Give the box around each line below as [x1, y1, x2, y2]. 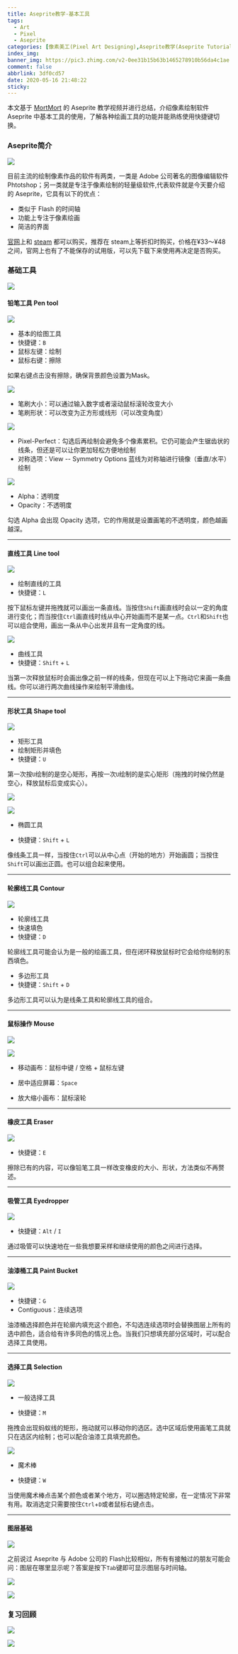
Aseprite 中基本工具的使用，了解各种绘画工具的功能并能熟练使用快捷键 [7, 112, 214, 121]
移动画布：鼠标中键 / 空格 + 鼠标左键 [17, 1063, 125, 1071]
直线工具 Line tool [7, 548, 60, 558]
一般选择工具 [17, 1393, 55, 1402]
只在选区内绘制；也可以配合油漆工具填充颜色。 [7, 1432, 144, 1441]
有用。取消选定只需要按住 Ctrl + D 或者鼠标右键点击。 [7, 1500, 158, 1508]
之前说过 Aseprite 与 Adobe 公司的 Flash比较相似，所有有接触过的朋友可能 [7, 1554, 225, 1563]
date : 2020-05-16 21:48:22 [7, 76, 87, 84]
